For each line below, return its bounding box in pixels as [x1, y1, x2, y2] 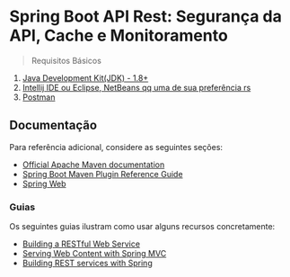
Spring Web [22, 178, 66, 189]
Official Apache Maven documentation [22, 159, 165, 170]
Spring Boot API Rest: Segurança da [9, 6, 283, 27]
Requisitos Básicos [31, 55, 101, 66]
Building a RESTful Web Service [22, 238, 141, 249]
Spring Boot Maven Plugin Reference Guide [22, 168, 183, 179]
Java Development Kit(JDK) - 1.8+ [22, 72, 149, 83]
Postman [22, 92, 56, 103]
